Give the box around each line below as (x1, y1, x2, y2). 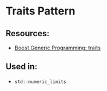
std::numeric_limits (14, 78, 66, 85)
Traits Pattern (5, 4, 76, 18)
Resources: (5, 28, 50, 39)
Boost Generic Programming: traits (14, 44, 101, 51)
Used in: (5, 61, 37, 72)
